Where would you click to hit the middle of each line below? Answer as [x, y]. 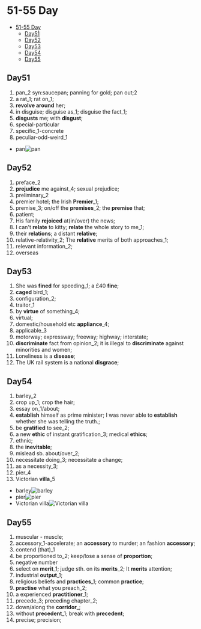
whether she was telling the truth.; [58, 422]
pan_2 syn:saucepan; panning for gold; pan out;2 [76, 92]
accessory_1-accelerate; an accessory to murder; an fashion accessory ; [105, 543]
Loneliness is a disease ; [45, 356]
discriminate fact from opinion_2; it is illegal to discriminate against [100, 343]
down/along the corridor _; [48, 607]
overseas [27, 253]
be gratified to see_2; [42, 428]
